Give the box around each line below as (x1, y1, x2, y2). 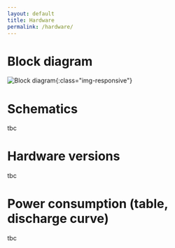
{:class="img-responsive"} (55, 76, 133, 85)
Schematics (7, 101, 78, 117)
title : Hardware (7, 17, 55, 24)
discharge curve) (7, 211, 109, 227)
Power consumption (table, (7, 196, 168, 212)
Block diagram (7, 53, 93, 69)
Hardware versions (7, 148, 120, 164)
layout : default (7, 10, 55, 17)
